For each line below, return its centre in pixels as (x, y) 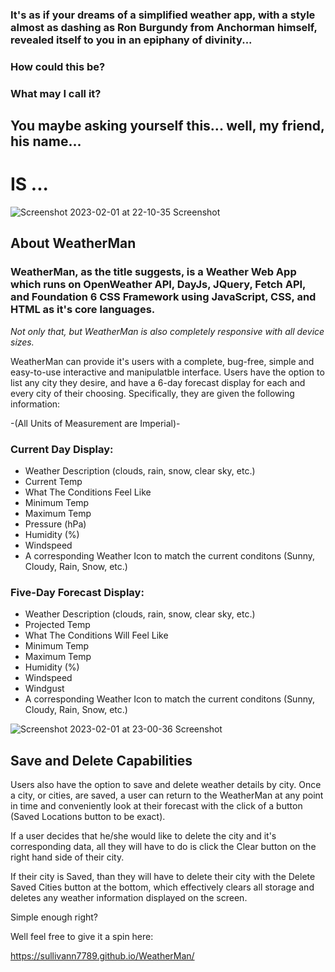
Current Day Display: (62, 449)
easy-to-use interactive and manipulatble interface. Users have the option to (167, 372)
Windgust (44, 689)
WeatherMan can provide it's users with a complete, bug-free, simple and (162, 361)
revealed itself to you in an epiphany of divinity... (131, 40)
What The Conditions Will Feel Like (96, 635)
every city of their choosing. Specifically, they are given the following (152, 393)
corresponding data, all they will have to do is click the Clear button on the (163, 847)
